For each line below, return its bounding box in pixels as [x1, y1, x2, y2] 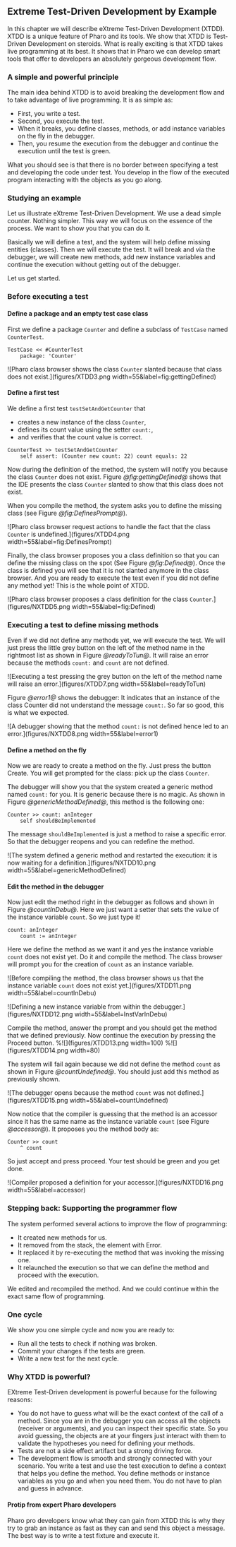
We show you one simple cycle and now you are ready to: [7, 1326, 175, 1334]
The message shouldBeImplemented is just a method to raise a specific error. [7, 830, 227, 838]
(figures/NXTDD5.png [7, 602, 70, 610]
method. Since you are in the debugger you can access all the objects [17, 1416, 221, 1426]
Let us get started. [7, 274, 61, 283]
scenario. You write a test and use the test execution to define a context [17, 1462, 227, 1470]
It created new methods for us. [17, 1233, 107, 1242]
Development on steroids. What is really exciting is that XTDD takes [27, 39, 223, 48]
